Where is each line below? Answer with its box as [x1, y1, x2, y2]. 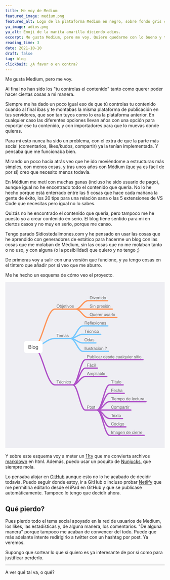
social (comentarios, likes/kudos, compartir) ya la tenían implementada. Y [5, 143, 158, 149]
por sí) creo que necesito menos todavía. [5, 169, 91, 175]
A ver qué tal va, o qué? [5, 569, 55, 575]
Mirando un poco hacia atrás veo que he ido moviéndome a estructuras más [5, 159, 164, 165]
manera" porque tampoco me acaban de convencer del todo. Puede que [5, 529, 157, 535]
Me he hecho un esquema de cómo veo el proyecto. [5, 272, 114, 278]
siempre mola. [5, 464, 35, 470]
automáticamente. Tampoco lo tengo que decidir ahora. [5, 490, 121, 496]
